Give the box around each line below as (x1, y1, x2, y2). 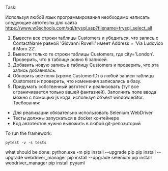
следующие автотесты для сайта (5, 20, 77, 25)
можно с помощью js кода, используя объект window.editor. (12, 94, 144, 100)
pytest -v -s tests (5, 140, 47, 145)
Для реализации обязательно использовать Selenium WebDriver (12, 109, 153, 116)
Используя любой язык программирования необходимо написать (5, 14, 150, 20)
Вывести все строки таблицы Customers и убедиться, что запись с (12, 35, 159, 41)
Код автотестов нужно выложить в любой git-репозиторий (12, 121, 141, 126)
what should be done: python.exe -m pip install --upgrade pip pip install (5, 149, 156, 155)
